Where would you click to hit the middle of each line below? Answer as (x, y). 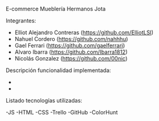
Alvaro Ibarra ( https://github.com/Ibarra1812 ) (71, 52)
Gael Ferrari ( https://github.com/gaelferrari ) (70, 46)
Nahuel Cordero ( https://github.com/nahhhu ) (71, 39)
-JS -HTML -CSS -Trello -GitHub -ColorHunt (62, 112)
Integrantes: (21, 20)
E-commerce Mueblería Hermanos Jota (56, 9)
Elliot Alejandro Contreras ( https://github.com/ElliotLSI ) (84, 32)
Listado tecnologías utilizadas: (44, 101)
